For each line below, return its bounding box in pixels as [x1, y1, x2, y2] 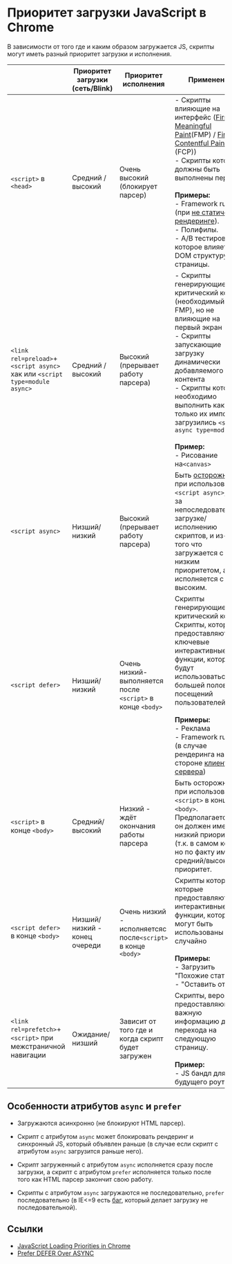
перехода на [175, 1025, 217, 1034]
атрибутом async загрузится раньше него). [17, 1146, 144, 1155]
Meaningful [175, 121, 212, 131]
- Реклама [175, 723, 211, 733]
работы [119, 830, 145, 839]
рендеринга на [175, 749, 225, 759]
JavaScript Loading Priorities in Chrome [17, 1241, 131, 1249]
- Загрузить [175, 962, 215, 972]
